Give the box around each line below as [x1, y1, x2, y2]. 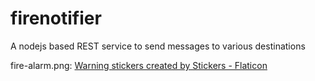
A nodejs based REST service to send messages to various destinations [10, 40, 306, 52]
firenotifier [10, 7, 102, 30]
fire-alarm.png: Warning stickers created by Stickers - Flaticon [10, 59, 268, 71]
